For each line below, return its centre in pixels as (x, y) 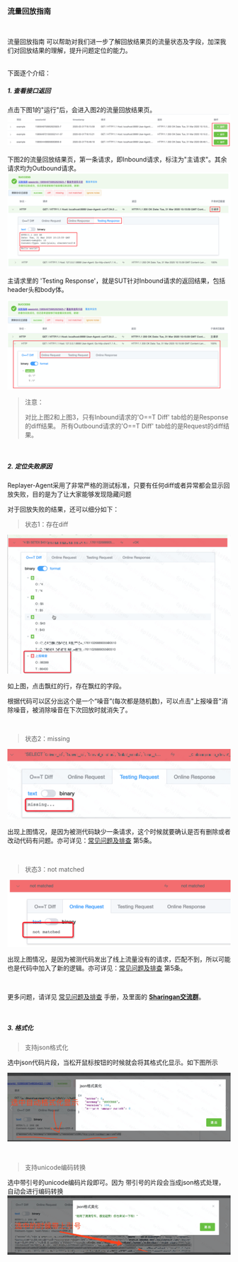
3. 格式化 (21, 1028)
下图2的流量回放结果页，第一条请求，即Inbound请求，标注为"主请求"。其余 (117, 159)
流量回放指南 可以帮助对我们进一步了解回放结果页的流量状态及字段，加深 (114, 42)
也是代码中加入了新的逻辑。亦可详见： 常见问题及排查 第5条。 (97, 968)
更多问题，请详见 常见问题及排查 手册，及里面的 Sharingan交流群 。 (106, 996)
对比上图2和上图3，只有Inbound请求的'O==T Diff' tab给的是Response (126, 417)
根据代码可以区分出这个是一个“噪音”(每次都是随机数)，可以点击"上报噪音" (114, 701)
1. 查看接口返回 (29, 91)
